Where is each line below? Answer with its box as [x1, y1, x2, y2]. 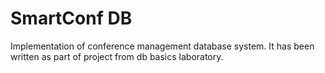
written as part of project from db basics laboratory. [10, 50, 224, 62]
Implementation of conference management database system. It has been [10, 40, 315, 52]
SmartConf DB [10, 7, 133, 30]
